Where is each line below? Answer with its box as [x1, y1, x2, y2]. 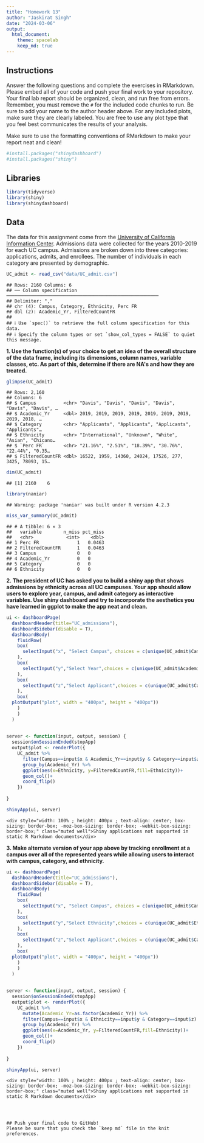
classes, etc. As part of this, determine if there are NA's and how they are [6, 360, 195, 368]
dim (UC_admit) [6, 469, 42, 475]
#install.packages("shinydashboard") [6, 150, 102, 156]
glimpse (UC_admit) [6, 379, 53, 385]
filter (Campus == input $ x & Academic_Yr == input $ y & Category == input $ [22, 756, 197, 762]
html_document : [12, 32, 50, 38]
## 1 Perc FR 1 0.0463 [6, 540, 104, 546]
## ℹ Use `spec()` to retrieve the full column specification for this [6, 320, 190, 326]
